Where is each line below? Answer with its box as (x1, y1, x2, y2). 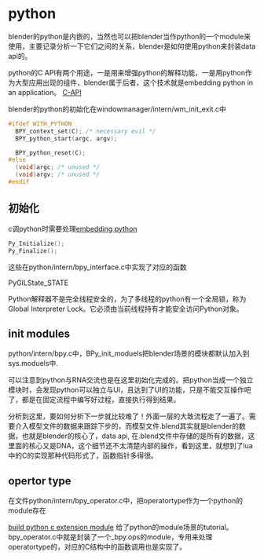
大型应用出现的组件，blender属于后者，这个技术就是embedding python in (14, 78, 254, 87)
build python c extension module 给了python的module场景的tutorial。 (8, 523, 233, 532)
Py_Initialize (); (8, 239, 65, 247)
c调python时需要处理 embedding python (8, 224, 137, 233)
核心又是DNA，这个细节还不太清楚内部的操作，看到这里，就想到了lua (28, 441, 253, 451)
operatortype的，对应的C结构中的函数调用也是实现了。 (8, 543, 187, 552)
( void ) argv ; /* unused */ (15, 170, 101, 179)
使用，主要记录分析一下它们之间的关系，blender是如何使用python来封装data (8, 41, 256, 51)
